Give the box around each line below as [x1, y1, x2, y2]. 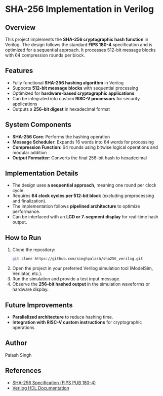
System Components [5, 121, 72, 129]
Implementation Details [5, 169, 79, 178]
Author [5, 339, 27, 347]
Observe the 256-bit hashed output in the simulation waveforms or [12, 281, 150, 287]
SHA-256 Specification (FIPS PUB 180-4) [12, 380, 96, 386]
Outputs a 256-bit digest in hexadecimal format [12, 106, 110, 112]
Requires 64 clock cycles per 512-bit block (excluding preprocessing [12, 193, 154, 199]
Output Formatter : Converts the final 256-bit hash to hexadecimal [12, 155, 147, 161]
